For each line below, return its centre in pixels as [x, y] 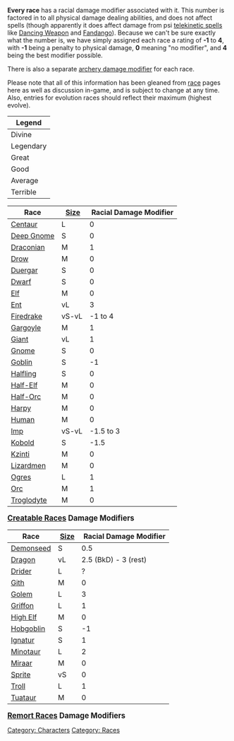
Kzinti [20, 454]
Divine [21, 135]
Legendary [29, 146]
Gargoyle [26, 328]
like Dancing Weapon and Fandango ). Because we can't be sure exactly [112, 33]
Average [25, 181]
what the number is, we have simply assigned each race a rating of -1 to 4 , [116, 40]
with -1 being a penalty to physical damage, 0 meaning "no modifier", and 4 [117, 48]
